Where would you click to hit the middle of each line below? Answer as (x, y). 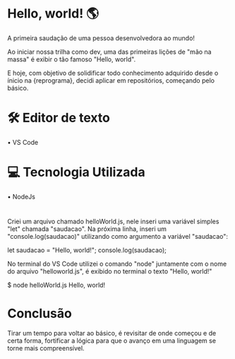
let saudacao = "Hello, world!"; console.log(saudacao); (87, 250)
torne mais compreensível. (46, 348)
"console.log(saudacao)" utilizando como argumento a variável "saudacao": (117, 236)
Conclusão (40, 313)
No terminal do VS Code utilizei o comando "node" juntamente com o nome (117, 264)
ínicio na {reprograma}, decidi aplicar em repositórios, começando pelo (111, 80)
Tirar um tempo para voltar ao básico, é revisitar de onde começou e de (112, 333)
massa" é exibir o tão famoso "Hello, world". (72, 59)
